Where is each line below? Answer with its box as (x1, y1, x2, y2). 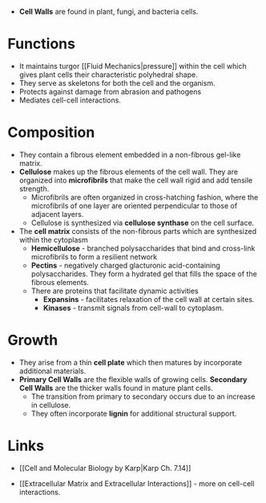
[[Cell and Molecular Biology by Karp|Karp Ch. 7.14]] (18, 463, 191, 473)
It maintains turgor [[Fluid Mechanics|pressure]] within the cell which (18, 61, 247, 70)
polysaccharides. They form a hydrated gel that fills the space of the (30, 268, 257, 279)
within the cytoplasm (18, 235, 89, 244)
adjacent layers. (30, 209, 84, 219)
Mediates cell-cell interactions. (18, 95, 122, 105)
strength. (18, 183, 50, 193)
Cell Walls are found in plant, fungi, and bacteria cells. (18, 7, 199, 16)
